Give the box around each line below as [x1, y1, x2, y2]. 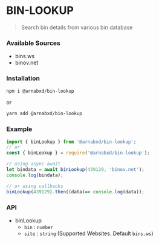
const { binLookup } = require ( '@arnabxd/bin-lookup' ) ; [6, 150, 150, 156]
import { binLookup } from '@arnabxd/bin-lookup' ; [6, 139, 137, 145]
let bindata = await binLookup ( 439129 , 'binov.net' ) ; [6, 167, 145, 173]
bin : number [24, 223, 53, 230]
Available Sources [6, 39, 60, 47]
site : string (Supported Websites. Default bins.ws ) [24, 230, 154, 237]
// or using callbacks [6, 183, 63, 189]
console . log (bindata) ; [6, 172, 63, 178]
